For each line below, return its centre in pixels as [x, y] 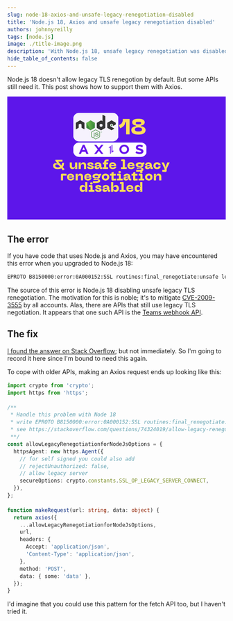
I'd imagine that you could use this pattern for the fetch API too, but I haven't [116, 604]
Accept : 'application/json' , [68, 547]
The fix [23, 334]
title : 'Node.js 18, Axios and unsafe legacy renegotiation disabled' [111, 22]
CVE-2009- [199, 298]
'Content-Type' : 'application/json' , [80, 554]
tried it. [17, 611]
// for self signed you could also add [77, 459]
